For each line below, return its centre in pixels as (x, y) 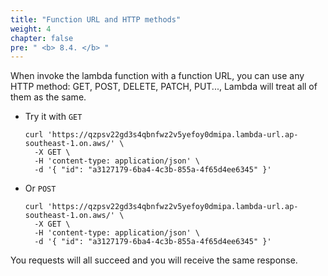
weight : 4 (31, 29)
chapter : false (42, 38)
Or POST (40, 188)
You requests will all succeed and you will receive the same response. (154, 260)
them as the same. (48, 97)
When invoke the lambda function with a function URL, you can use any (157, 76)
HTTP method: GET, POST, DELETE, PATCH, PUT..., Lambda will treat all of (164, 87)
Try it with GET (53, 117)
